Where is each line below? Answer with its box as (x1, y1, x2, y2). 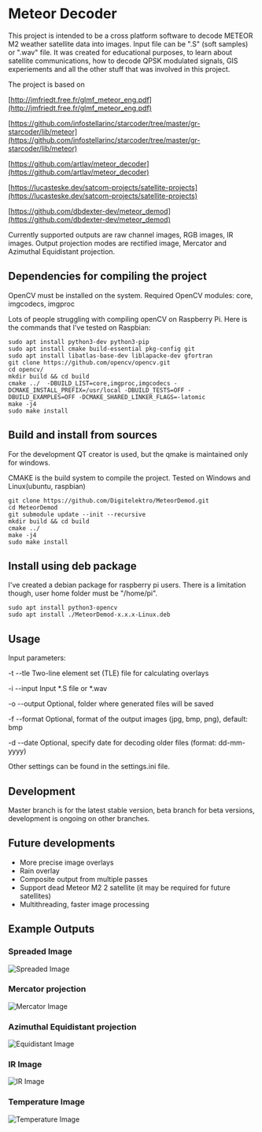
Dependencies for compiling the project (8, 270, 207, 283)
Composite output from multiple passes (19, 874, 148, 884)
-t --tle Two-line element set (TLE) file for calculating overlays (8, 668, 209, 678)
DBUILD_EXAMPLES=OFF (8, 393, 76, 401)
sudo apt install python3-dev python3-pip (8, 338, 149, 346)
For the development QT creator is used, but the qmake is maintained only (8, 449, 249, 458)
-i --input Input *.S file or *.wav (8, 684, 108, 693)
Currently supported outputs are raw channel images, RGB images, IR (8, 230, 234, 239)
